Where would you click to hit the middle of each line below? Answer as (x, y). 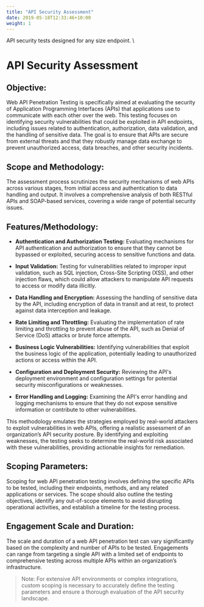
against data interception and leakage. (63, 311)
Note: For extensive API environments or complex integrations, (100, 579)
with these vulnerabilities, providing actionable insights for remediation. (96, 447)
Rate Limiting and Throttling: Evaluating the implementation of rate (100, 322)
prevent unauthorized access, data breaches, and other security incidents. (100, 148)
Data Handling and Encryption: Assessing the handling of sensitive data (106, 297)
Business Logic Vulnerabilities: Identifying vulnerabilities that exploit (102, 347)
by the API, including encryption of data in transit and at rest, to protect (104, 304)
